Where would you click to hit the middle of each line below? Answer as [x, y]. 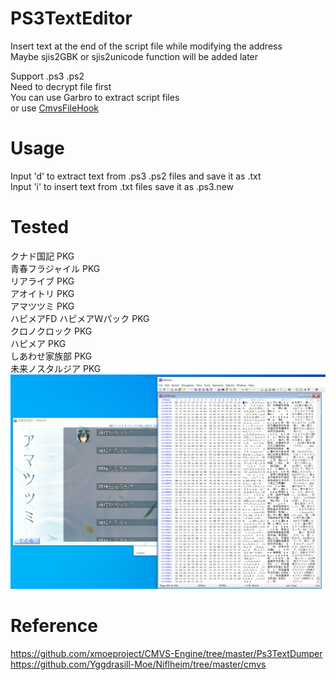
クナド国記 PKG [42, 256]
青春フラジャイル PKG [55, 268]
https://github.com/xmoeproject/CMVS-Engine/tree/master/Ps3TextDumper [166, 653]
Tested [40, 227]
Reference [54, 626]
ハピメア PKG [38, 343]
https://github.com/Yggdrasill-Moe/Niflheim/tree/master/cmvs [138, 664]
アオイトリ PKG [42, 293]
